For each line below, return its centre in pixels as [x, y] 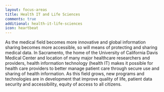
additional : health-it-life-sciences [44, 23]
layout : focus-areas [26, 10]
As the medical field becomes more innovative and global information [76, 42]
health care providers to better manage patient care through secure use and [82, 69]
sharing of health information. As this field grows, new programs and [75, 74]
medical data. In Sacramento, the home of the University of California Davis [82, 53]
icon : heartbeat [22, 28]
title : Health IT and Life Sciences [43, 14]
